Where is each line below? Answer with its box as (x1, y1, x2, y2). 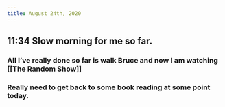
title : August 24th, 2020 (7, 10, 81, 17)
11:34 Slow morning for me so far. (7, 35, 153, 47)
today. (7, 91, 29, 100)
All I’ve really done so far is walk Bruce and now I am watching (7, 55, 218, 65)
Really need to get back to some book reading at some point (7, 82, 211, 92)
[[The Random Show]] (7, 64, 82, 74)
